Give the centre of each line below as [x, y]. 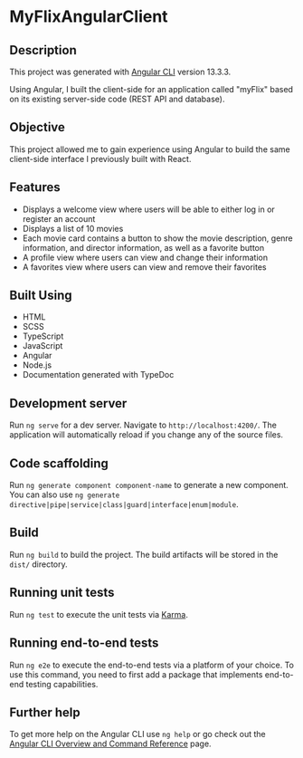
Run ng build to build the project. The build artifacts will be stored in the [144, 554]
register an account [59, 218]
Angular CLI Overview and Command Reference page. [110, 744]
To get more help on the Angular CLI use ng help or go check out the [137, 734]
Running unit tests [62, 593]
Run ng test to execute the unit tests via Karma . [99, 614]
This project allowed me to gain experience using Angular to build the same [150, 149]
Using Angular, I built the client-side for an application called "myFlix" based [151, 89]
